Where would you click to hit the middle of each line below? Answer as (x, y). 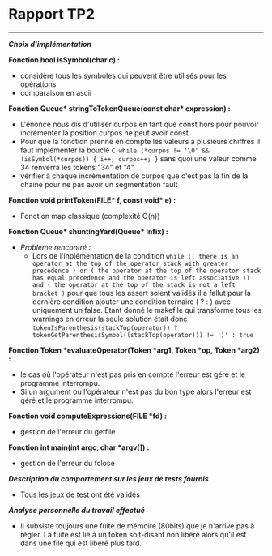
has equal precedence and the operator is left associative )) (141, 278)
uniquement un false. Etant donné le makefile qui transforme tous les (147, 310)
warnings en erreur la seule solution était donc (110, 319)
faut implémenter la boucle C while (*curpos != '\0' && (115, 150)
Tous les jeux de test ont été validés (80, 494)
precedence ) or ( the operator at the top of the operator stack (147, 271)
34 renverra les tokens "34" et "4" (77, 167)
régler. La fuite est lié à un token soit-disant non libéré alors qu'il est (133, 534)
